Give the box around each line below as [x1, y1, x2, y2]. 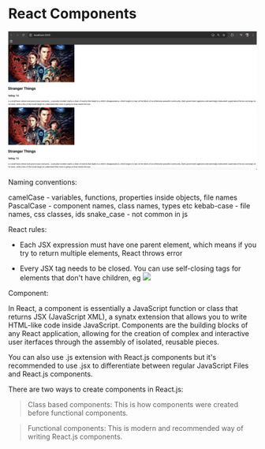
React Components [8, 5, 137, 23]
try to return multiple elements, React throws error [19, 248, 183, 257]
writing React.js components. [27, 432, 123, 441]
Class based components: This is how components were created [27, 399, 239, 409]
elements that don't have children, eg [19, 273, 141, 282]
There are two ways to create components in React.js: [8, 384, 184, 394]
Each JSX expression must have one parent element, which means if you [19, 240, 257, 249]
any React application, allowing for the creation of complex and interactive [8, 328, 250, 338]
